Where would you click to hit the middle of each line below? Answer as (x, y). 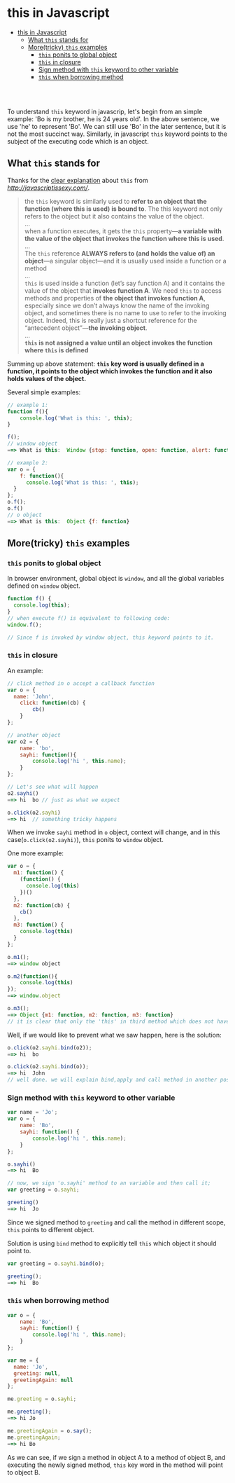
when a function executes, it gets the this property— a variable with (123, 231)
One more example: (36, 853)
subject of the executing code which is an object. (78, 141)
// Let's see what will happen (53, 787)
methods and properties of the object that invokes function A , (115, 298)
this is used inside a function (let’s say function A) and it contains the (124, 283)
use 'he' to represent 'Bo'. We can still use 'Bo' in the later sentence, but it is (117, 126)
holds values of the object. (47, 378)
